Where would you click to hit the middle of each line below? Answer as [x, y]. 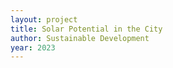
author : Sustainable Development [80, 38]
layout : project [44, 19]
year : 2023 [33, 47]
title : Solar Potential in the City [86, 29]
